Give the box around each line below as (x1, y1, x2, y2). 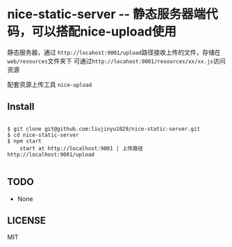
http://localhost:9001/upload (7, 151, 95, 158)
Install (7, 101, 35, 113)
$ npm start (7, 137, 42, 145)
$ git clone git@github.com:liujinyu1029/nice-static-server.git (7, 125, 200, 132)
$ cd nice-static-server (7, 132, 79, 138)
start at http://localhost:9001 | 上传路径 (19, 145, 144, 152)
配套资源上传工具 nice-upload (7, 80, 92, 88)
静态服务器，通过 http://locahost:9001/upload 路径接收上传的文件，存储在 (7, 48, 221, 56)
